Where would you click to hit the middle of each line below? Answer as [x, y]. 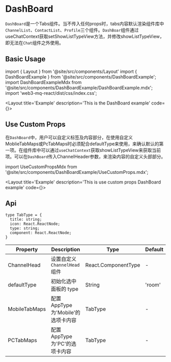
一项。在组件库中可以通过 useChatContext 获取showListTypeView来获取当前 [83, 150]
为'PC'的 [61, 344]
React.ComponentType [113, 265]
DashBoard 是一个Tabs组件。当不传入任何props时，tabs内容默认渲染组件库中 [85, 23]
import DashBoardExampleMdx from [44, 82]
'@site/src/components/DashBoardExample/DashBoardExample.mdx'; [79, 88]
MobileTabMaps [27, 309]
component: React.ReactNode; [41, 233]
